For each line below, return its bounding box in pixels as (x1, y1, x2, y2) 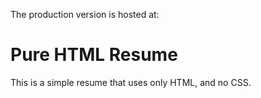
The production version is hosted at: (10, 9, 160, 20)
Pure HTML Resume (10, 44, 178, 66)
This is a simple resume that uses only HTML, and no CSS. (10, 76, 252, 88)
